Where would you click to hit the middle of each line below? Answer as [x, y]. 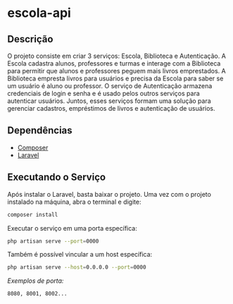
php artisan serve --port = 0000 [53, 241]
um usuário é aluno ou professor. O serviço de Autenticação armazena [110, 86]
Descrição [30, 39]
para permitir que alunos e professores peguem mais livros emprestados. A [117, 71]
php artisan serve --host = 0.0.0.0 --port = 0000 [77, 267]
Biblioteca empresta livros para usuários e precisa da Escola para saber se [115, 78]
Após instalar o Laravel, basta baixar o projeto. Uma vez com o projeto [109, 194]
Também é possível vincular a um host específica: [80, 255]
